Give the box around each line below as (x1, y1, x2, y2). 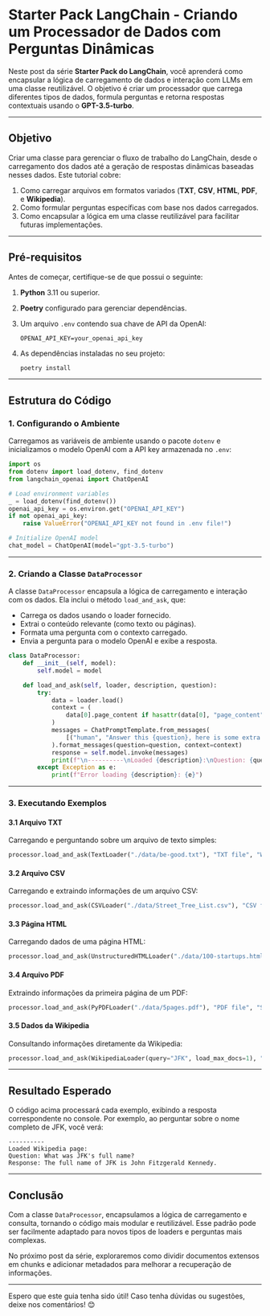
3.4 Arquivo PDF (8, 969, 64, 979)
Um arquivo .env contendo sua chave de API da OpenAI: (19, 319, 207, 328)
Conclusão (8, 1188, 64, 1202)
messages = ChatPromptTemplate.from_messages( (51, 726, 211, 734)
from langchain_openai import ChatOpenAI (8, 475, 149, 483)
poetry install (19, 364, 72, 372)
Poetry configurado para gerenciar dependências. (19, 303, 187, 313)
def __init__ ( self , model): (22, 660, 117, 668)
